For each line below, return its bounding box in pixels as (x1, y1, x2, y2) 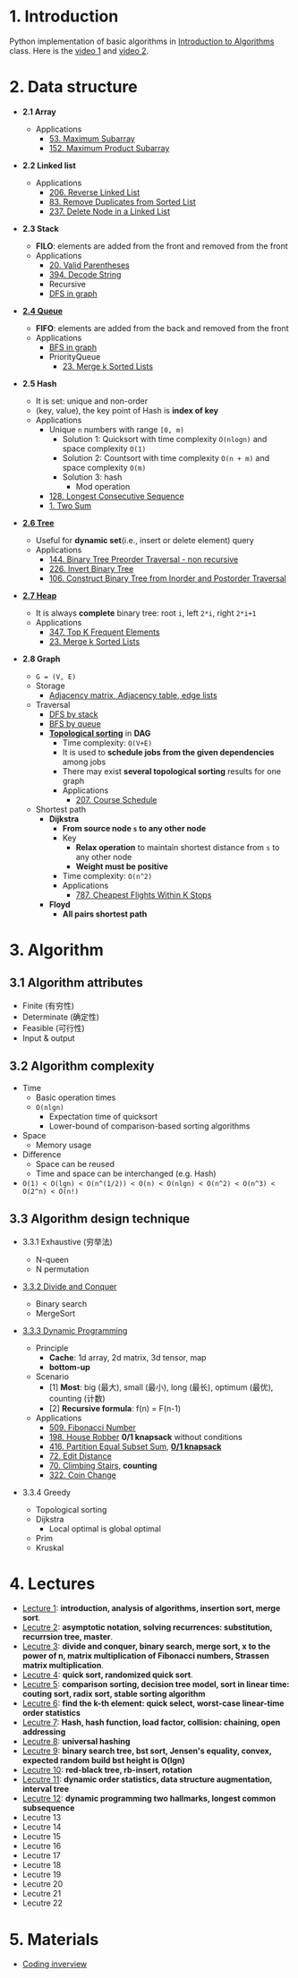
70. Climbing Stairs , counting (48, 1460, 158, 1471)
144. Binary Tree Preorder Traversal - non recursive (48, 553, 239, 565)
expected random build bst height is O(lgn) (21, 1755, 185, 1766)
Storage (35, 680, 65, 691)
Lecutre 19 (21, 1869, 62, 1880)
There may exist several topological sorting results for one (62, 765, 282, 776)
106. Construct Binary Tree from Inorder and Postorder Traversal (48, 573, 286, 584)
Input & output (21, 1032, 75, 1044)
